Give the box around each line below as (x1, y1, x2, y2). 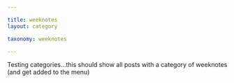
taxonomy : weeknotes (7, 36, 68, 43)
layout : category (7, 22, 58, 30)
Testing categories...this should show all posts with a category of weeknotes (7, 61, 228, 69)
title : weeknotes (7, 16, 58, 23)
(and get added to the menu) (7, 68, 90, 77)
